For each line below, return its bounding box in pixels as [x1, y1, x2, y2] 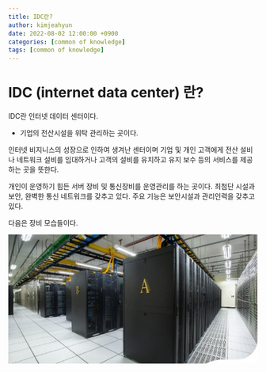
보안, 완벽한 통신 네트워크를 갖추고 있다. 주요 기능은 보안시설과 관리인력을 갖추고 [8, 192, 256, 201]
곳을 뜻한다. [22, 165, 59, 174]
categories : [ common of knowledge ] [8, 38, 126, 46]
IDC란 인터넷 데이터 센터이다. [8, 112, 99, 121]
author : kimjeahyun [8, 21, 73, 29]
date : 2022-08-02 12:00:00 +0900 [8, 29, 119, 37]
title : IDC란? [8, 13, 53, 21]
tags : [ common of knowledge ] [8, 46, 104, 55]
